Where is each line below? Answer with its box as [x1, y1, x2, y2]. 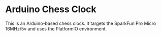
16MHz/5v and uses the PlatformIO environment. [5, 25, 107, 31]
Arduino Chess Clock [5, 4, 96, 15]
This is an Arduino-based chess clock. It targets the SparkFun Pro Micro [5, 20, 156, 26]
